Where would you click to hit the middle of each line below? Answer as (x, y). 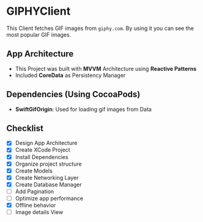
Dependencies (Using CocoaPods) (73, 94)
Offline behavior (35, 205)
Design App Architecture (46, 143)
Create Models (34, 171)
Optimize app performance (49, 198)
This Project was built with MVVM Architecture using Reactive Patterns (106, 68)
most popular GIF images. (39, 34)
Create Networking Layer (47, 177)
